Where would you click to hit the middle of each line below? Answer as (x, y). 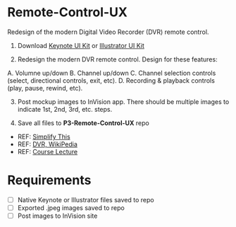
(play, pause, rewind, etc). (45, 88)
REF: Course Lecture (48, 151)
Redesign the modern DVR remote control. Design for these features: (117, 59)
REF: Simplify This (44, 136)
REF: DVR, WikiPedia (47, 144)
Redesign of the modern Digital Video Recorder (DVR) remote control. (108, 32)
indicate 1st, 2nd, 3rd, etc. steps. (65, 109)
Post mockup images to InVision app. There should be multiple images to (123, 101)
